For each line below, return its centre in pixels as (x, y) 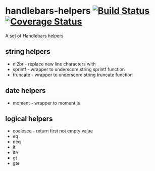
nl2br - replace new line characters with (54, 64)
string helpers (28, 52)
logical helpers (29, 118)
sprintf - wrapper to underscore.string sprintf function (69, 69)
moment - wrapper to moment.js (46, 103)
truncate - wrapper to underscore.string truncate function (72, 75)
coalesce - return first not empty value (53, 131)
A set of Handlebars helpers (35, 36)
